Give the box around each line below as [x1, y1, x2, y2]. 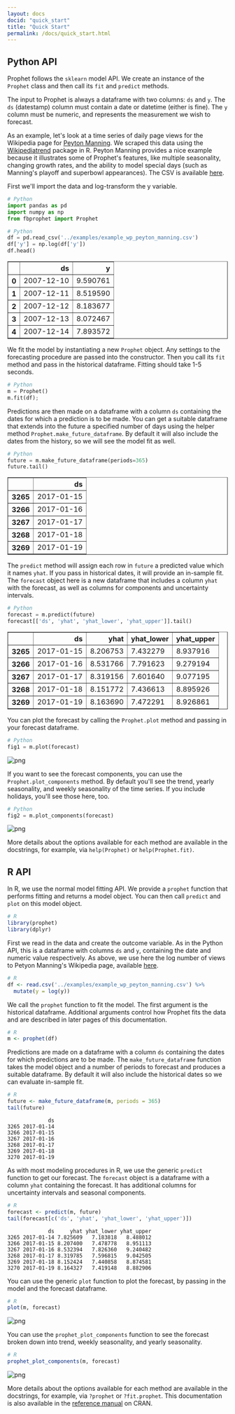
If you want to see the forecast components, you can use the [7, 769, 183, 778]
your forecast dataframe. [7, 723, 79, 732]
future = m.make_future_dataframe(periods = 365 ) [7, 457, 149, 464]
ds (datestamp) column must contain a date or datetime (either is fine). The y [7, 103, 228, 111]
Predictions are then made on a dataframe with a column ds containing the [7, 407, 222, 416]
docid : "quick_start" [7, 17, 71, 24]
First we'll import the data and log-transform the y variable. [7, 182, 178, 191]
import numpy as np [7, 208, 64, 216]
